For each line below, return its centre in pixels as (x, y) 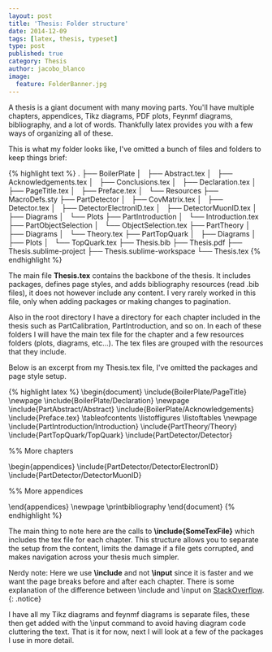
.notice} (28, 598)
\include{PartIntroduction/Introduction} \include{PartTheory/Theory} (123, 426)
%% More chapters (41, 450)
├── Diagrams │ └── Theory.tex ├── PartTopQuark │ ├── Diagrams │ (132, 233)
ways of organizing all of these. (61, 133)
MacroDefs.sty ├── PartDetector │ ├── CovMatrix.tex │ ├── (116, 199)
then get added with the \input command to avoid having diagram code (127, 623)
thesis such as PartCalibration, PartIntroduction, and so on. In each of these (135, 325)
